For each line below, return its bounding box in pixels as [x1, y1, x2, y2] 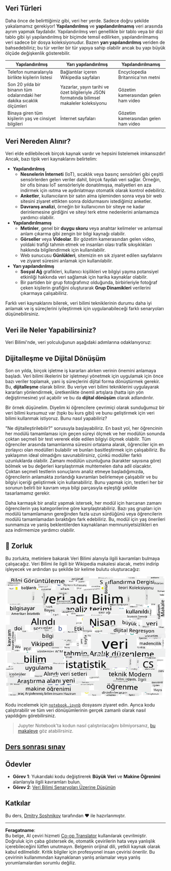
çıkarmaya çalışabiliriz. [20, 290, 68, 296]
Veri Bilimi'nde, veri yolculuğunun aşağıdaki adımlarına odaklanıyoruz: [5, 339, 152, 345]
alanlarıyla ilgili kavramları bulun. [12, 779, 81, 785]
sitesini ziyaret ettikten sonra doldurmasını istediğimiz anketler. [20, 198, 152, 204]
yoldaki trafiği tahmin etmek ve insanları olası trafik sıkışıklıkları [20, 241, 152, 248]
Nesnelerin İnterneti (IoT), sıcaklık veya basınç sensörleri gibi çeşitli [20, 171, 164, 177]
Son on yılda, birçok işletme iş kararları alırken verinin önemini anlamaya [5, 368, 156, 373]
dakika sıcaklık [7, 97, 38, 103]
